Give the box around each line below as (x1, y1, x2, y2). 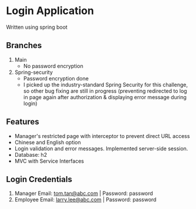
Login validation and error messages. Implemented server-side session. (14, 145, 188, 152)
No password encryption (23, 62, 83, 69)
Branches (6, 41, 42, 50)
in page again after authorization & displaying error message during (23, 93, 187, 100)
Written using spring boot (6, 23, 67, 31)
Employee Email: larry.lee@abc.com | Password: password (14, 196, 157, 203)
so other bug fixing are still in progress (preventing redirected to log (23, 87, 187, 95)
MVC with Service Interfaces (14, 157, 84, 164)
